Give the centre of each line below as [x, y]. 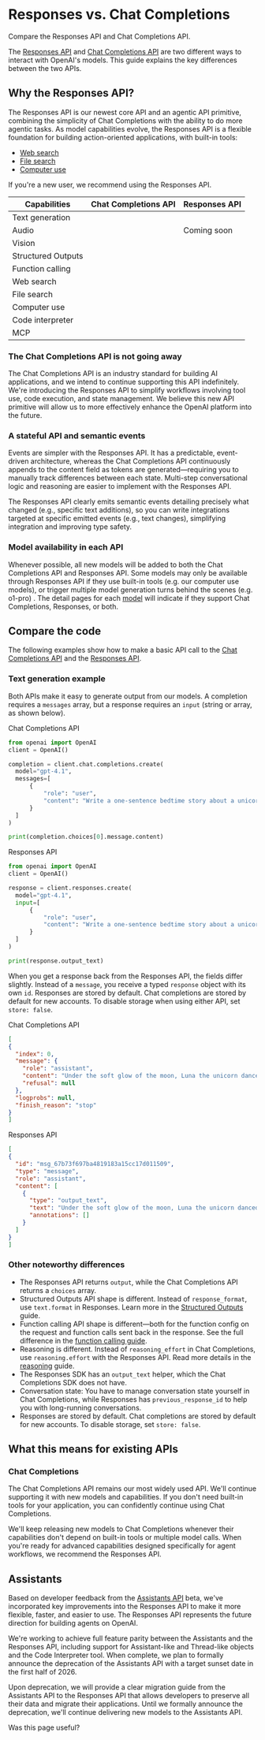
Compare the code [55, 631]
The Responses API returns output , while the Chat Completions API [129, 1282]
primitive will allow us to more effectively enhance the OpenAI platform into [130, 407]
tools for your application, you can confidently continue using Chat [116, 1505]
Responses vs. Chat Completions [119, 15]
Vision [24, 243]
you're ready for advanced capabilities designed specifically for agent [122, 1546]
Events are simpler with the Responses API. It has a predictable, [112, 453]
